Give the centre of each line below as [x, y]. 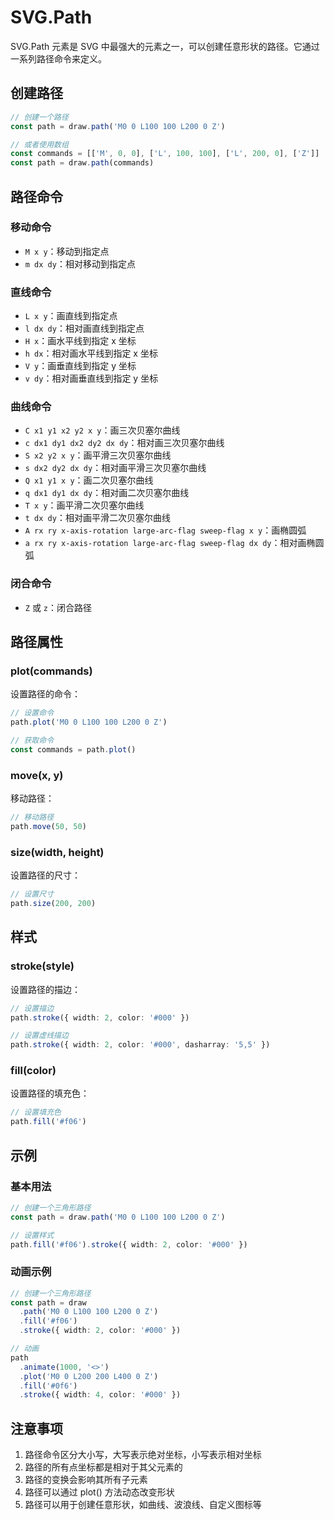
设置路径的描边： [45, 989]
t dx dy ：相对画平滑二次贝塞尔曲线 [97, 518]
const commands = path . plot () [73, 750]
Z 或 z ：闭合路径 [58, 607]
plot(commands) [51, 671]
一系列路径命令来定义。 [58, 58]
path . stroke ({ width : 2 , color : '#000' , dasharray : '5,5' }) [140, 1045]
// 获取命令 [32, 741]
